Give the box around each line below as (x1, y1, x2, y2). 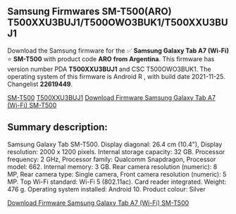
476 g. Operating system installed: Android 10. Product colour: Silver (7, 184, 206, 193)
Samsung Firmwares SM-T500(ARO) (7, 6, 172, 18)
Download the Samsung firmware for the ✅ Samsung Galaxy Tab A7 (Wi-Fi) (7, 46, 230, 55)
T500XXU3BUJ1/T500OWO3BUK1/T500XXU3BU (7, 17, 228, 29)
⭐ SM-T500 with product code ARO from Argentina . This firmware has (7, 54, 215, 63)
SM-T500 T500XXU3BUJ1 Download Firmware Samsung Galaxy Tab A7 (7, 93, 216, 101)
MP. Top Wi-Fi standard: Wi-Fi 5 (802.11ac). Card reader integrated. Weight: (7, 177, 227, 186)
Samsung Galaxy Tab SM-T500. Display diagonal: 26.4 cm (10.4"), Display (7, 140, 223, 149)
